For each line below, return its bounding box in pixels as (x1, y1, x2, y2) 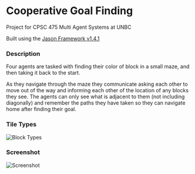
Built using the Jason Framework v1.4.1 (6, 35, 100, 42)
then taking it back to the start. (6, 69, 80, 76)
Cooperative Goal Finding (6, 4, 133, 18)
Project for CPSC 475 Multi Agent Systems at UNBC (6, 24, 132, 31)
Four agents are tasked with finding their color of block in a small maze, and (6, 63, 190, 70)
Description (6, 49, 41, 58)
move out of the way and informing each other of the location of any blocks (6, 87, 189, 94)
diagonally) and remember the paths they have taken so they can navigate (6, 99, 186, 106)
